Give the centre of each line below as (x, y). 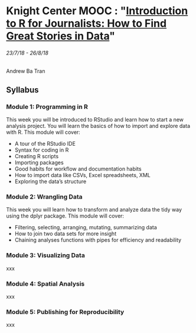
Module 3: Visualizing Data (46, 255)
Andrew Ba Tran (26, 71)
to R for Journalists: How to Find (86, 23)
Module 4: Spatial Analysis (45, 284)
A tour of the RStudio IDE (45, 144)
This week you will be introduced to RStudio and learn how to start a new (95, 120)
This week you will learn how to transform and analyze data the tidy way (94, 210)
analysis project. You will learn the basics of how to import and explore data (98, 126)
